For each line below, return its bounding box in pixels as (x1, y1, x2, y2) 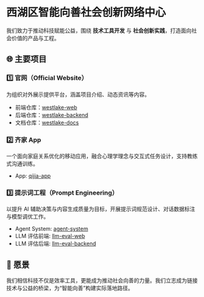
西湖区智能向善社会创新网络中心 (6, 5, 166, 19)
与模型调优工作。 (6, 213, 49, 220)
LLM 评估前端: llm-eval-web (15, 232, 85, 240)
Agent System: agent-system (15, 225, 89, 232)
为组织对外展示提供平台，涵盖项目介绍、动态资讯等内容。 (6, 91, 150, 98)
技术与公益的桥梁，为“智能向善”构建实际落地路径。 (6, 284, 134, 292)
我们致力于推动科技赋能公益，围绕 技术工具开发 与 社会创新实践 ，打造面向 (6, 27, 192, 34)
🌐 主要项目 (6, 54, 47, 65)
